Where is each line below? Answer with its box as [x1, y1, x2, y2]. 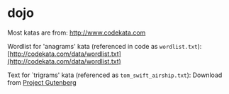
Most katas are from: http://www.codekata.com [7, 28, 146, 37]
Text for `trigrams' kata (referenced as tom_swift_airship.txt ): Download [7, 71, 223, 79]
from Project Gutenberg [7, 78, 77, 86]
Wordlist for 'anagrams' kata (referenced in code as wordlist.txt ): [7, 42, 202, 50]
